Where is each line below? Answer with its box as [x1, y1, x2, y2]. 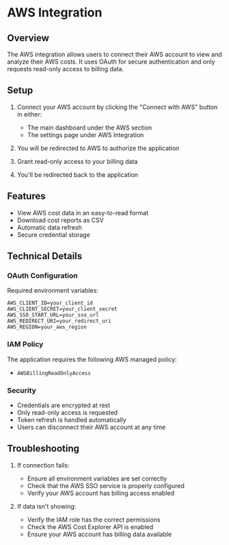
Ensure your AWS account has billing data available [27, 530, 172, 538]
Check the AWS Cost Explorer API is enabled [27, 522, 154, 531]
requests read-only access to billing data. [7, 65, 124, 73]
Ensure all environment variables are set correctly [27, 474, 167, 483]
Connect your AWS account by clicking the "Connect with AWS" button [16, 103, 218, 111]
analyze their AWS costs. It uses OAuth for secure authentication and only [7, 58, 215, 66]
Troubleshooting [7, 443, 80, 455]
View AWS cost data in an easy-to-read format [16, 208, 149, 217]
